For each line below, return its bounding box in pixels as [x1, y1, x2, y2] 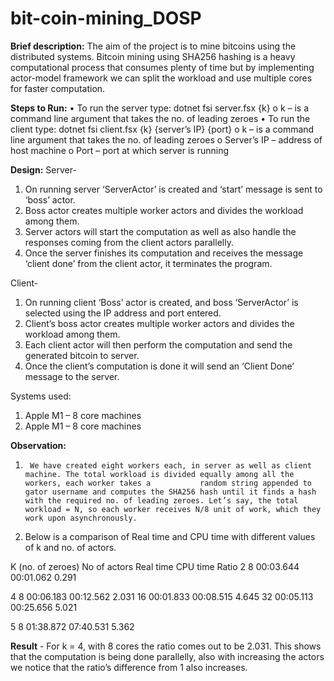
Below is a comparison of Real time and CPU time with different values [24, 530, 316, 542]
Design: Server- [10, 163, 77, 176]
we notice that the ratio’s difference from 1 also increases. [10, 661, 248, 673]
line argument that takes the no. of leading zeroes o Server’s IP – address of [10, 133, 323, 146]
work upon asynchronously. [24, 513, 138, 523]
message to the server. [24, 370, 120, 382]
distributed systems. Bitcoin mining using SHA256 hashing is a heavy [10, 50, 296, 62]
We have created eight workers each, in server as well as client [29, 460, 312, 471]
